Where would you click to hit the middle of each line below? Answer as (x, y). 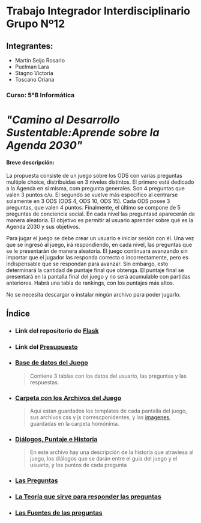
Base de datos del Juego (51, 363)
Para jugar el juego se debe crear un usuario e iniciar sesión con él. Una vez (100, 238)
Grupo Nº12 (36, 24)
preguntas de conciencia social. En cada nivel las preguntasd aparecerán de (100, 214)
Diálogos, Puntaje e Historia (56, 440)
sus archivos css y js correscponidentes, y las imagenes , (100, 417)
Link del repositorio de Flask (57, 330)
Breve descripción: (31, 162)
